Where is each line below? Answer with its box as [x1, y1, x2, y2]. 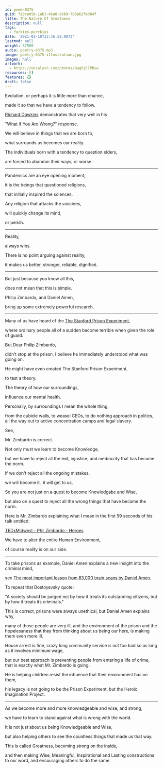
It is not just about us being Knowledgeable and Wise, [5, 724, 113, 730]
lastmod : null [5, 39, 34, 44]
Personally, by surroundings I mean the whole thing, [5, 403, 109, 409]
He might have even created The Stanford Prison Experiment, [5, 366, 128, 371]
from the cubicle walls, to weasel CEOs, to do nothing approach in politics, [5, 413, 154, 418]
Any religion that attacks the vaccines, [5, 200, 81, 206]
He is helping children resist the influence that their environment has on [5, 671, 148, 677]
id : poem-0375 [5, 7, 34, 12]
